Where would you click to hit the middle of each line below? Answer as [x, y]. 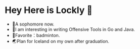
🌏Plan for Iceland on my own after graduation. [61, 41]
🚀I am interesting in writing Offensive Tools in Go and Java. [73, 29]
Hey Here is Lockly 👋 [49, 10]
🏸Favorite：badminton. [36, 35]
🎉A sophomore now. [33, 24]
